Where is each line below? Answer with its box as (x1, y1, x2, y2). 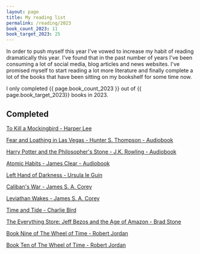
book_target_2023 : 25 (6, 31, 61, 37)
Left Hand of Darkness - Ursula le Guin (6, 171, 102, 178)
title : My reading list (6, 14, 66, 20)
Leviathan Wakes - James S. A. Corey (6, 194, 100, 202)
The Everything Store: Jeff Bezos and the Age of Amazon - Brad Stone (6, 218, 182, 225)
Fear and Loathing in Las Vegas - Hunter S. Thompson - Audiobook (6, 136, 173, 143)
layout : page (6, 8, 39, 15)
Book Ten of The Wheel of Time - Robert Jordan (6, 241, 127, 249)
